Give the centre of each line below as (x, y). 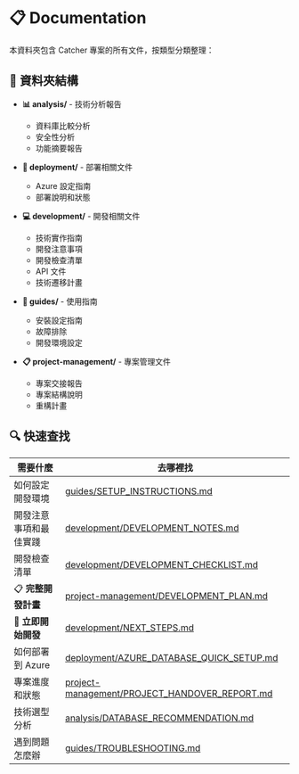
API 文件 (51, 271)
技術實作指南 (59, 237)
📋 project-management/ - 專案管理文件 (97, 361)
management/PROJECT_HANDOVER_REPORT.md (169, 693)
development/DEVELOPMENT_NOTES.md (152, 528)
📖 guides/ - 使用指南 (60, 301)
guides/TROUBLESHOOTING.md (133, 748)
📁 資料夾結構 (44, 81)
